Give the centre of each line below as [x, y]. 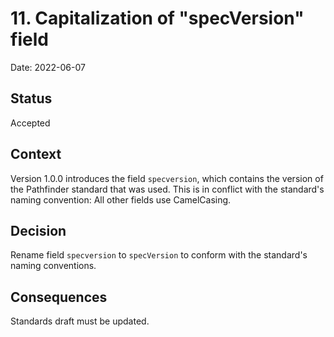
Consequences [59, 297]
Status [31, 98]
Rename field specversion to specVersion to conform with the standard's [159, 255]
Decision [38, 230]
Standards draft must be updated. [80, 321]
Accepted [30, 123]
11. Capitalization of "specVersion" [157, 18]
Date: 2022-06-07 [48, 67]
